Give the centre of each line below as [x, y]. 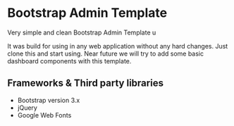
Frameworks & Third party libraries [86, 83]
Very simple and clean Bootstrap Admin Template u [82, 32]
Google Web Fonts [44, 115]
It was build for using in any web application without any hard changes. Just [118, 46]
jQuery [27, 108]
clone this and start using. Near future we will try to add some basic [106, 53]
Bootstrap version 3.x [49, 100]
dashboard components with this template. [69, 61]
